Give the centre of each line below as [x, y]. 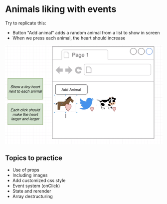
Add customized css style [39, 181]
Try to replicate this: [26, 23]
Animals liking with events [61, 9]
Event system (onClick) [36, 186]
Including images [30, 175]
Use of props [26, 170]
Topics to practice [34, 158]
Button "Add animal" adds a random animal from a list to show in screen [86, 32]
